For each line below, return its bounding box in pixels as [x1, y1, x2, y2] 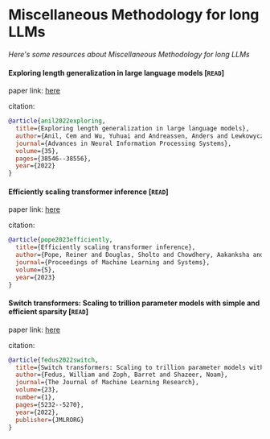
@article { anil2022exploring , [8, 117, 106, 126]
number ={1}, [15, 393, 56, 402]
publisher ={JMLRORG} [15, 416, 84, 424]
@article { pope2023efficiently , [8, 236, 113, 244]
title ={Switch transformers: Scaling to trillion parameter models [15, 363, 247, 371]
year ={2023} [15, 273, 56, 281]
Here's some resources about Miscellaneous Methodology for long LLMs [8, 49, 251, 59]
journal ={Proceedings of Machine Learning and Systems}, [15, 258, 211, 267]
